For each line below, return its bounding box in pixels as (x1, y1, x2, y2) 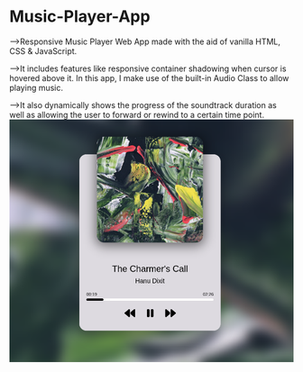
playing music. (9, 82, 64, 93)
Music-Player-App (9, 6, 151, 27)
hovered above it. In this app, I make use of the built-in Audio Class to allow (9, 72, 289, 83)
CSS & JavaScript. (9, 45, 78, 56)
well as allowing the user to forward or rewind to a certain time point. (9, 109, 264, 120)
